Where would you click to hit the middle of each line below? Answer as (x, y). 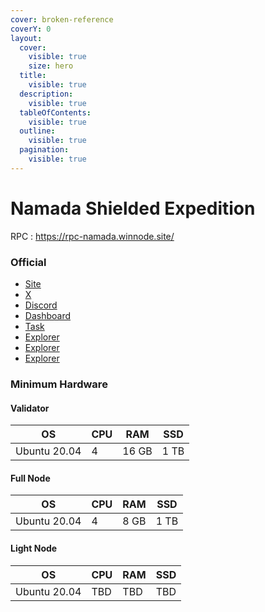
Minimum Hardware (59, 384)
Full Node (30, 478)
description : (46, 94)
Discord (41, 305)
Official (28, 262)
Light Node (34, 548)
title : (33, 76)
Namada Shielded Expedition (133, 208)
